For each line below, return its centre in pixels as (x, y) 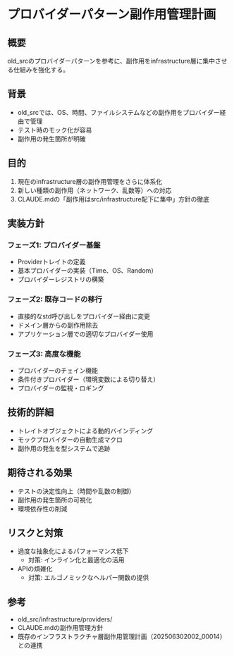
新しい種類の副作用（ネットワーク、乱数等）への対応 (94, 190)
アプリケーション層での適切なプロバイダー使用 (85, 334)
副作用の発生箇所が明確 (51, 139)
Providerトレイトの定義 (51, 262)
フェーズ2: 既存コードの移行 (55, 299)
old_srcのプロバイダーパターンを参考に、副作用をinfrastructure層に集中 (111, 61)
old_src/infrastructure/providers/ (65, 619)
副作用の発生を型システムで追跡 (64, 448)
